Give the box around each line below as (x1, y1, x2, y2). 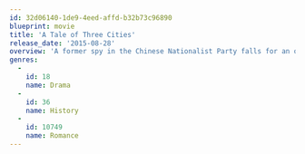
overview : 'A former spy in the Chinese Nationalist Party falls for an (9, 47, 290, 56)
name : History (25, 106, 79, 115)
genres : (9, 55, 39, 64)
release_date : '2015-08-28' (9, 38, 116, 48)
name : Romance (25, 131, 79, 140)
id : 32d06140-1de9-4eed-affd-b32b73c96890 (9, 13, 172, 23)
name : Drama (25, 81, 71, 90)
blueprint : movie (9, 22, 75, 31)
